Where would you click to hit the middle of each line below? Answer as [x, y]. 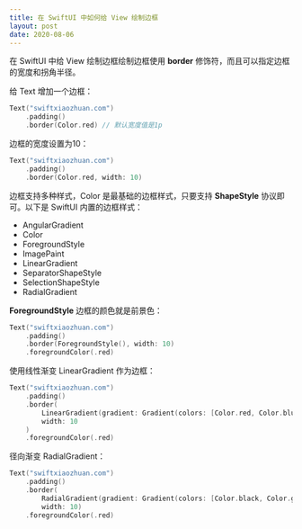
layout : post [34, 26]
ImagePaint [43, 254]
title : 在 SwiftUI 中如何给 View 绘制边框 [84, 18]
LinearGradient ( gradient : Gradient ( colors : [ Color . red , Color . [162, 413]
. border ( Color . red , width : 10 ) [84, 177]
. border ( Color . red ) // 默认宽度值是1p [94, 126]
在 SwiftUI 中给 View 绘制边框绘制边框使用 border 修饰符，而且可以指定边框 [150, 61]
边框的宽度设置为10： [49, 143]
